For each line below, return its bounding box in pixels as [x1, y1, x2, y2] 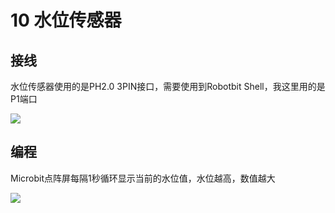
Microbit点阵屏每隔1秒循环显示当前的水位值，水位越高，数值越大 [10, 172, 276, 184]
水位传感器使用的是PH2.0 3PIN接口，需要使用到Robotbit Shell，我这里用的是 [10, 81, 326, 92]
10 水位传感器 [10, 9, 122, 32]
